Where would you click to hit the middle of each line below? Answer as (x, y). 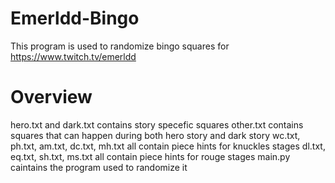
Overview (51, 97)
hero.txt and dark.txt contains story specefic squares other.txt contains (157, 124)
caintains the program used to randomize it (99, 167)
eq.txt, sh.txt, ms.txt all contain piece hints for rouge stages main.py (150, 156)
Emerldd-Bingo (75, 18)
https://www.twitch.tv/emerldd (73, 56)
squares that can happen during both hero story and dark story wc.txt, (155, 135)
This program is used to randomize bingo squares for (120, 46)
